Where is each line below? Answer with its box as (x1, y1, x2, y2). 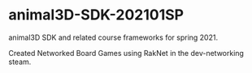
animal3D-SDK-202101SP (8, 6, 185, 24)
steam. (8, 57, 32, 67)
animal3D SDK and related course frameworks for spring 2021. (8, 32, 218, 42)
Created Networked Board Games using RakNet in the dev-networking (8, 48, 244, 58)
